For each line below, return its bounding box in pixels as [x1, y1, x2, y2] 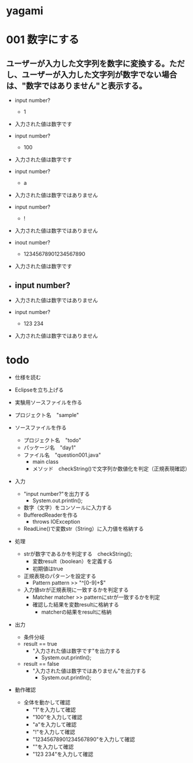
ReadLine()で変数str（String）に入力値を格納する [23, 525, 144, 532]
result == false [23, 660, 59, 667]
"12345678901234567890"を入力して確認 [32, 736, 135, 743]
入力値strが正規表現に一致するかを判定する [23, 586, 129, 593]
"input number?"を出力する [23, 490, 90, 497]
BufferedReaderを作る [23, 511, 78, 518]
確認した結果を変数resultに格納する [32, 601, 120, 608]
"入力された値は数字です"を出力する [32, 647, 121, 654]
